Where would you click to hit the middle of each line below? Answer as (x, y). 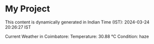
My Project (28, 9)
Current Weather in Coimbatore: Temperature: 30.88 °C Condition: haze (77, 36)
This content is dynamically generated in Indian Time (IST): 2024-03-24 (77, 22)
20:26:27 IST (18, 27)
